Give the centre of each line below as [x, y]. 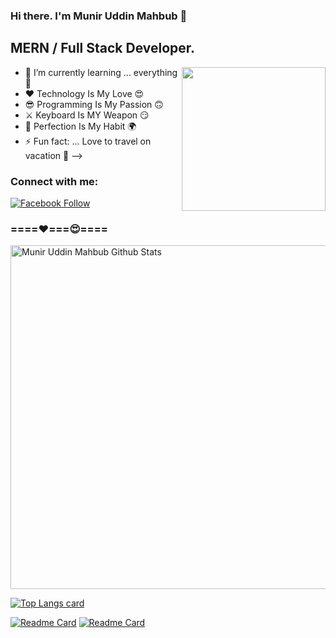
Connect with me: [54, 181]
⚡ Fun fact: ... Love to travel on [88, 141]
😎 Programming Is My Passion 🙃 [94, 104]
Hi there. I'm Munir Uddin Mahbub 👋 [99, 16]
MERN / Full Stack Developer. [103, 48]
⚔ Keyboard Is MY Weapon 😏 [87, 115]
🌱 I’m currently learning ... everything [101, 72]
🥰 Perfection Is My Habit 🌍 [80, 126]
